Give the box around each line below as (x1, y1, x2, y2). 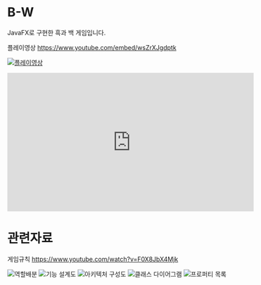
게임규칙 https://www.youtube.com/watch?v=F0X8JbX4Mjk (7, 255, 179, 263)
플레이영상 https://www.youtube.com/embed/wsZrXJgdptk (7, 43, 177, 51)
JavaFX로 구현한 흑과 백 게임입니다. (7, 28, 106, 37)
